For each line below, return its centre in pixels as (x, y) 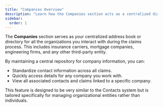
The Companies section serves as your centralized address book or (73, 37)
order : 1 (18, 23)
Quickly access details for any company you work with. (67, 76)
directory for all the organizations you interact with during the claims (73, 42)
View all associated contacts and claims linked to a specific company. (82, 81)
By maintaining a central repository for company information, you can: (75, 61)
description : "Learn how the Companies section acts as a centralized (78, 14)
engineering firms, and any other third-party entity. (56, 52)
